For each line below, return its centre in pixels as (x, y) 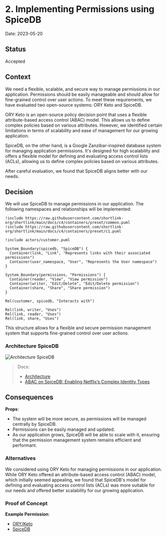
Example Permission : (27, 514)
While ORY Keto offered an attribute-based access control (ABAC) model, (81, 474)
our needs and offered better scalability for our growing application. (75, 490)
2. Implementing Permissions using (80, 9)
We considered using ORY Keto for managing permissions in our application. (83, 469)
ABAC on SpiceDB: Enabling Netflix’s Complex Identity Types (87, 381)
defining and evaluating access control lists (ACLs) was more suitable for (80, 485)
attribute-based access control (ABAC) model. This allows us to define (78, 120)
